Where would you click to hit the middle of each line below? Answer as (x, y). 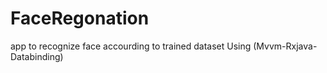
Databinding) (37, 56)
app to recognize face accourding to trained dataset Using (131, 46)
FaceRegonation (80, 18)
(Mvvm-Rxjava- (285, 46)
